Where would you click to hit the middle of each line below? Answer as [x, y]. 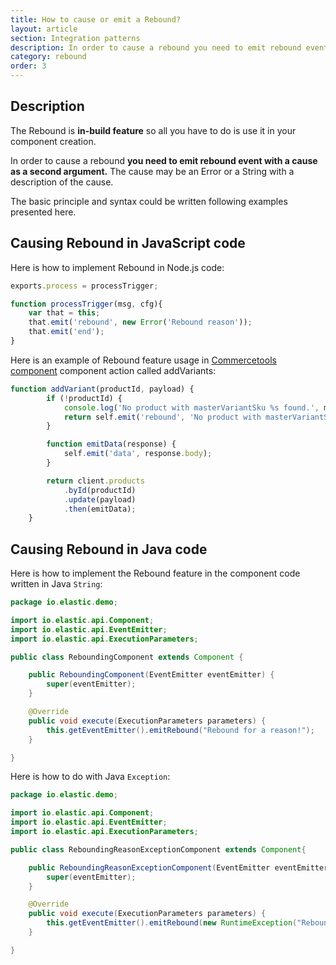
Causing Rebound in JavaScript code [128, 243]
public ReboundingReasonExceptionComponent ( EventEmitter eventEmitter [178, 867]
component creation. [53, 141]
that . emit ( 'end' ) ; [66, 332]
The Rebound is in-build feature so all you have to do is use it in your [153, 130]
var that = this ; [64, 313]
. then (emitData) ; [100, 509]
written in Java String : [56, 584]
